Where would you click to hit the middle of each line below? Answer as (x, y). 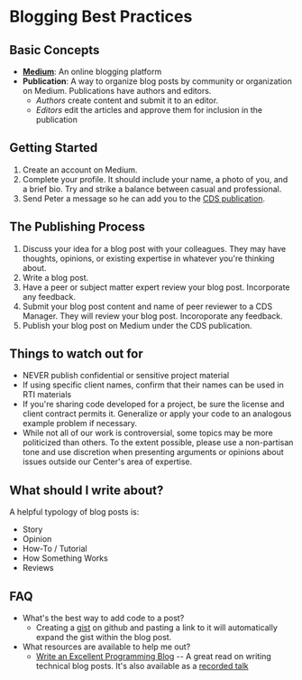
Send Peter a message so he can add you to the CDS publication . (144, 198)
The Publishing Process (78, 227)
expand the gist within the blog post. (104, 638)
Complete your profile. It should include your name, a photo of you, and (155, 179)
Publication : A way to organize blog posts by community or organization (157, 81)
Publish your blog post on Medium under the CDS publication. (137, 325)
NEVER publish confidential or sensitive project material (126, 376)
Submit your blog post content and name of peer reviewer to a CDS (147, 306)
